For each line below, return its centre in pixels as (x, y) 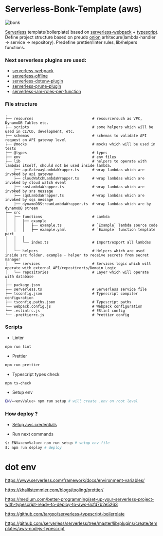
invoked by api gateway (29, 174)
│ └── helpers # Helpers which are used (75, 251)
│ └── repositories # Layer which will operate (77, 272)
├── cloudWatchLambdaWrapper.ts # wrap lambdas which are (79, 178)
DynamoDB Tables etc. (27, 123)
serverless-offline (30, 76)
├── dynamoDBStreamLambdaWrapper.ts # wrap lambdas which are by (82, 204)
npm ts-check (18, 383)
